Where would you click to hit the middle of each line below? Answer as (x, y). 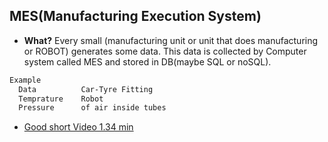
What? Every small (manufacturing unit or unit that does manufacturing (171, 40)
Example (25, 80)
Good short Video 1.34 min (78, 127)
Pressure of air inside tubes (92, 108)
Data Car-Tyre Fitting (86, 89)
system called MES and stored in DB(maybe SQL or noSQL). (147, 61)
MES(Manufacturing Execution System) (135, 16)
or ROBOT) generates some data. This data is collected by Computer (165, 51)
